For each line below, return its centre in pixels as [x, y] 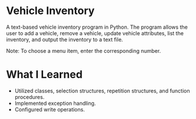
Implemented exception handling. [55, 103]
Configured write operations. [50, 109]
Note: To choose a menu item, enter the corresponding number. [84, 50]
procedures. [30, 97]
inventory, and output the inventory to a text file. [65, 39]
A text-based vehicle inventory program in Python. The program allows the [97, 27]
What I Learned [44, 75]
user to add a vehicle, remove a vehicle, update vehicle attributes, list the [95, 33]
